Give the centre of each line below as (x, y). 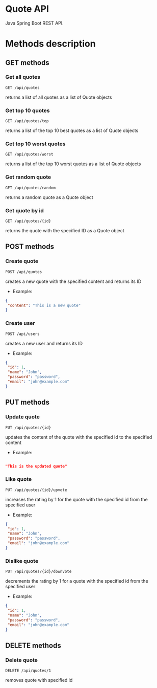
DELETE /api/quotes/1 (28, 671)
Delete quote (22, 660)
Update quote (22, 417)
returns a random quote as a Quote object (49, 197)
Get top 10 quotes (28, 110)
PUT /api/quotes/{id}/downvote (38, 572)
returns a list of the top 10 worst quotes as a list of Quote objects (73, 164)
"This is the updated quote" (36, 466)
